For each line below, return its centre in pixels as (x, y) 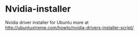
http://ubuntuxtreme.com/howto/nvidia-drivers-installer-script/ (69, 27)
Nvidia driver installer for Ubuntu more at (47, 22)
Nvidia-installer (38, 9)
